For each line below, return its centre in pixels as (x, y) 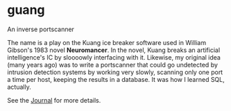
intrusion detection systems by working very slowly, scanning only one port (115, 72)
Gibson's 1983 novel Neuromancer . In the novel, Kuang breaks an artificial (114, 50)
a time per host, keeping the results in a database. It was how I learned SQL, (116, 79)
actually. (19, 87)
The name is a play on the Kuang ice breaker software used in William (107, 42)
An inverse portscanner (41, 29)
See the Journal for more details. (54, 100)
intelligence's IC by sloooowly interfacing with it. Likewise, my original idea (114, 57)
